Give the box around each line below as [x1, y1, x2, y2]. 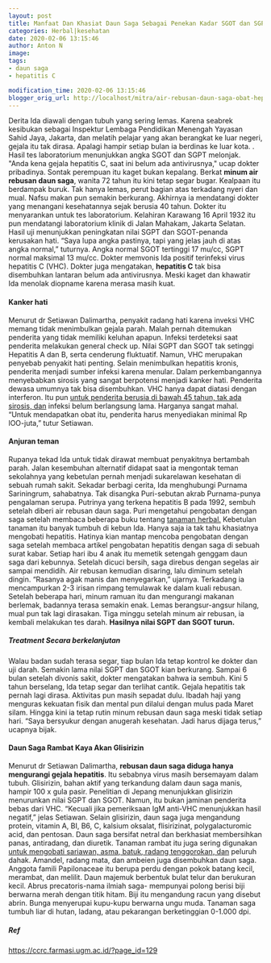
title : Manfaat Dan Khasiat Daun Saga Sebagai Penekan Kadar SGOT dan [8, 19, 251, 27]
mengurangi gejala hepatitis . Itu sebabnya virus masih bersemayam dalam [8, 769, 259, 779]
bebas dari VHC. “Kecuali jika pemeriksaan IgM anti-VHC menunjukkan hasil [8, 803, 261, 813]
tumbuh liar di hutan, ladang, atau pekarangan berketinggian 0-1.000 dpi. [8, 907, 252, 916]
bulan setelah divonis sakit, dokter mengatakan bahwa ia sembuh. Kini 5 [8, 673, 248, 682]
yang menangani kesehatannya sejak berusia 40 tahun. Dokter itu [8, 202, 227, 211]
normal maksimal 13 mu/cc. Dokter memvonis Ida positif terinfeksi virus [8, 253, 245, 263]
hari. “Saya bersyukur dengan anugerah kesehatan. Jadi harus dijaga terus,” [8, 715, 262, 726]
